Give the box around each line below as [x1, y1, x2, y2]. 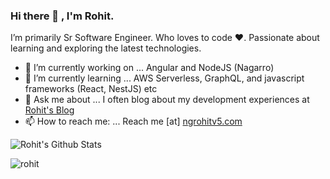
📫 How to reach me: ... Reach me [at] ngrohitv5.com [24, 115, 243, 128]
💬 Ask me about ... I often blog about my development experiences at [24, 94, 310, 106]
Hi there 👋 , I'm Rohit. [10, 9, 115, 23]
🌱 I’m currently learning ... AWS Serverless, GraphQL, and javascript [24, 72, 305, 84]
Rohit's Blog [24, 104, 75, 116]
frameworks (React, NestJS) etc [24, 83, 158, 95]
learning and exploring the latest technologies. [10, 42, 202, 54]
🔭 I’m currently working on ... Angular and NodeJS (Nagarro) [24, 62, 275, 74]
